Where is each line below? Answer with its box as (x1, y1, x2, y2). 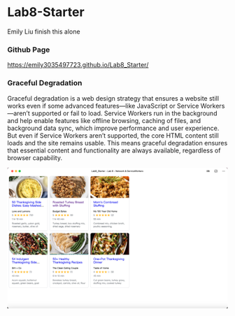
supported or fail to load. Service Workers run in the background (31, 109, 218, 117)
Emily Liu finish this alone (7, 27, 80, 36)
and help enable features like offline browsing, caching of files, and (7, 116, 201, 124)
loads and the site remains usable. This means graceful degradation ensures (7, 138, 228, 147)
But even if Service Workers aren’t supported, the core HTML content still (7, 131, 219, 140)
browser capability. (7, 153, 63, 161)
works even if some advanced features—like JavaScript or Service (7, 101, 199, 110)
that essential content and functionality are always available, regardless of (7, 146, 221, 155)
